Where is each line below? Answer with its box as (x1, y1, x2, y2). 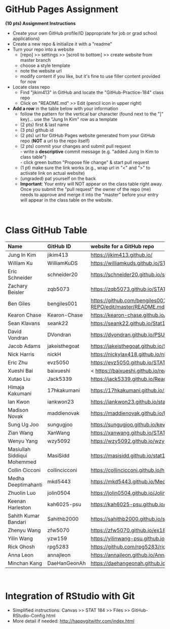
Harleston (8, 504, 31, 511)
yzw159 (47, 535, 67, 542)
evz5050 (47, 359, 69, 366)
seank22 (47, 320, 69, 327)
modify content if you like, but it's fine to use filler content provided (20, 73, 160, 79)
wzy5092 (47, 437, 71, 444)
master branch (20, 57, 51, 63)
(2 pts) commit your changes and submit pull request (20, 143, 131, 149)
